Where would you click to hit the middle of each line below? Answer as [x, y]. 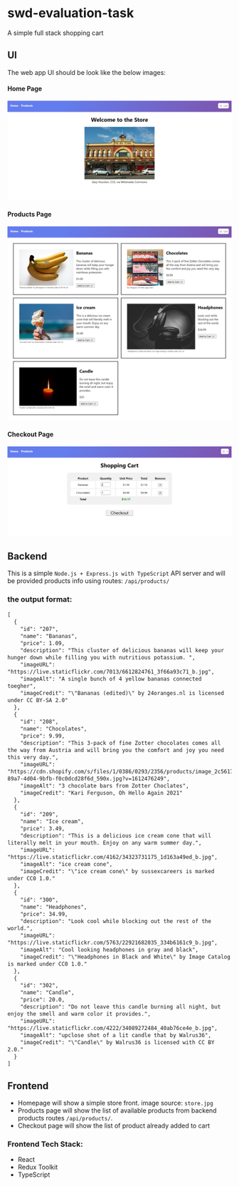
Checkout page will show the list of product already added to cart [113, 1126]
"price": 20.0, [43, 1000]
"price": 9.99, [43, 736]
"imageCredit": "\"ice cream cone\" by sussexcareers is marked [117, 872]
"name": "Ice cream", [52, 822]
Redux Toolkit [38, 1167]
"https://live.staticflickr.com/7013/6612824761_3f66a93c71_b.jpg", [111, 672]
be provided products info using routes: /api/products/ [89, 581]
